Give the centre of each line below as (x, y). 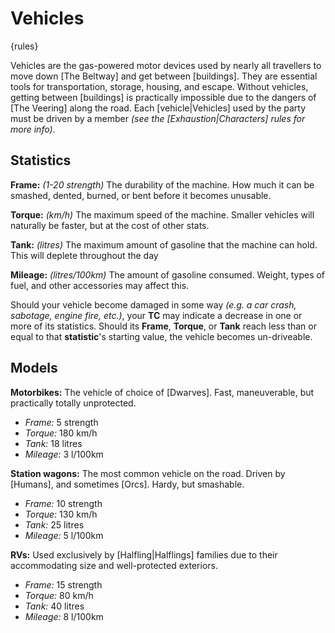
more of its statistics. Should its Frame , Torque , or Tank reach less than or (163, 326)
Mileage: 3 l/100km (64, 454)
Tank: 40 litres (54, 606)
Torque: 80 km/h (59, 595)
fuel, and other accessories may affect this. (100, 285)
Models (34, 368)
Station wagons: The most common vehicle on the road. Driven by (148, 473)
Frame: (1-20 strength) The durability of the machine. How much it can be (162, 184)
